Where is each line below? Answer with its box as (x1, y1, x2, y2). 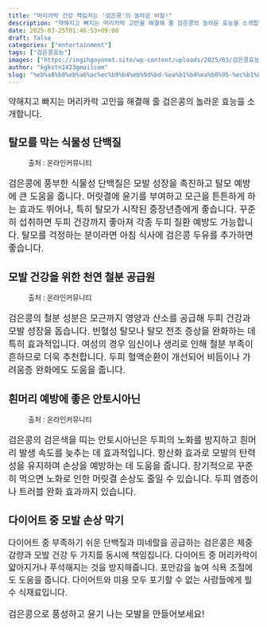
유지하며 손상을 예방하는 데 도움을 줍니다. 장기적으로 (27, 461, 234, 472)
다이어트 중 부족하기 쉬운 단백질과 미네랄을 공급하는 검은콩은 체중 (8, 537, 253, 548)
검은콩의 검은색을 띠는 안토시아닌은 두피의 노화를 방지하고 (8, 434, 238, 446)
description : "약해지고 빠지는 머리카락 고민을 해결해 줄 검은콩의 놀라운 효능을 (8, 19, 239, 27)
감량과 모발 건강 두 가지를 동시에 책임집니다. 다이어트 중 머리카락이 (8, 550, 258, 561)
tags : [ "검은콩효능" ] (8, 49, 72, 56)
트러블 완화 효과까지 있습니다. (18, 486, 137, 498)
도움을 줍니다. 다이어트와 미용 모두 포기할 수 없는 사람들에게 (18, 574, 242, 586)
